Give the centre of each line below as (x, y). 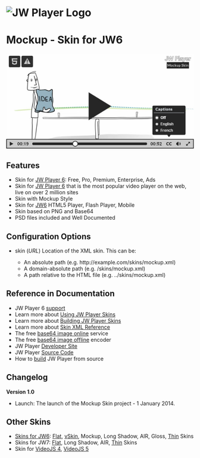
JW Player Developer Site (46, 346)
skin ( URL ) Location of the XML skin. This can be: (76, 251)
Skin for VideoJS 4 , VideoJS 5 (52, 449)
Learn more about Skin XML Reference (62, 327)
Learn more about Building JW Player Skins (68, 320)
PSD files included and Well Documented (65, 218)
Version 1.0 (20, 392)
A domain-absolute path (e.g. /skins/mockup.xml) (85, 269)
